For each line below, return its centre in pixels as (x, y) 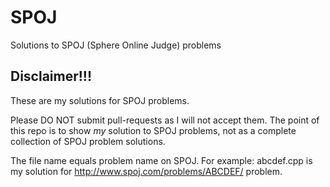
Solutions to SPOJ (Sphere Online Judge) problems (116, 45)
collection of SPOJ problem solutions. (88, 141)
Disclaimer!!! (51, 76)
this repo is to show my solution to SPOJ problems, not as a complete (153, 130)
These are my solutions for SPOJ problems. (100, 100)
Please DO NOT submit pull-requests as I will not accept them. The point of (165, 120)
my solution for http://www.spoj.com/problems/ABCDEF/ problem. (146, 171)
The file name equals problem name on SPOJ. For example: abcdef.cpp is (161, 160)
